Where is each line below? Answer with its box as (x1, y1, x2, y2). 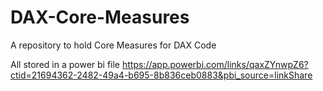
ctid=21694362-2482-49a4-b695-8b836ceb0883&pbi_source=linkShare (10, 69, 313, 81)
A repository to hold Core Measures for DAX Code (10, 39, 217, 51)
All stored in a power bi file (10, 58, 121, 70)
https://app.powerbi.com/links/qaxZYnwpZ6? (121, 58, 309, 70)
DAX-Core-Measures (10, 6, 190, 29)
